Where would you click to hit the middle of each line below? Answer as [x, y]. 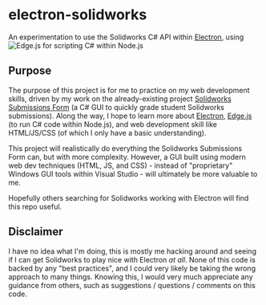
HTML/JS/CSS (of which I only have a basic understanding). [107, 132]
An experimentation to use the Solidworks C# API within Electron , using [126, 37]
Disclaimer [36, 232]
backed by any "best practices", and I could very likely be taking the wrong [132, 268]
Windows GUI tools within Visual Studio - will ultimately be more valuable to [133, 173]
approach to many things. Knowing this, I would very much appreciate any [131, 277]
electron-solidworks [78, 15]
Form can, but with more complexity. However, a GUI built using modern [127, 157]
